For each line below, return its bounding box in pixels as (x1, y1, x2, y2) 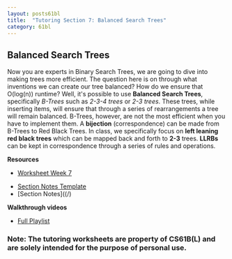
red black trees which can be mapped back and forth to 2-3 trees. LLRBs (7, 134, 219, 143)
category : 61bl (7, 23, 52, 30)
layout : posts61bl (7, 10, 61, 17)
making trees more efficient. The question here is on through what (7, 75, 197, 84)
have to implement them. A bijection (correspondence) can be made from (7, 119, 219, 128)
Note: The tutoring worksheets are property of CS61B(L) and (7, 235, 216, 244)
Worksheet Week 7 (17, 169, 72, 177)
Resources (7, 155, 40, 164)
